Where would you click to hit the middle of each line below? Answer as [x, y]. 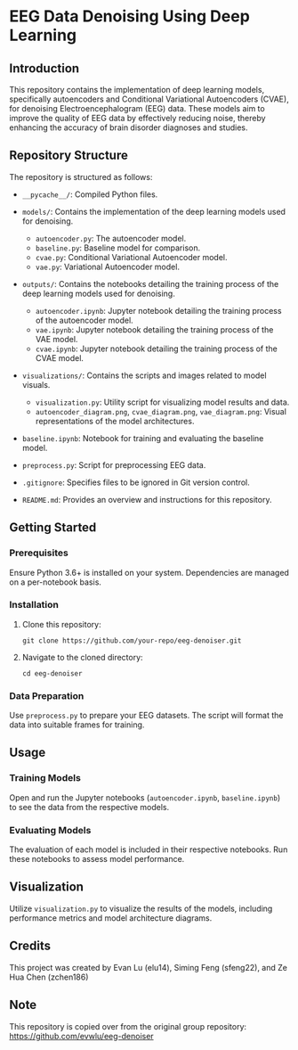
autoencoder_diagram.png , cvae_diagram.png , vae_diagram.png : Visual [161, 411]
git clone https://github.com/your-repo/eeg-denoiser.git [132, 640]
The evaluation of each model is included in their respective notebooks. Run [149, 849]
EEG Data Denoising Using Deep [130, 16]
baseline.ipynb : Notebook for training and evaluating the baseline [143, 438]
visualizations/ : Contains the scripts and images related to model [144, 375]
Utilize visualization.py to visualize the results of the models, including [141, 908]
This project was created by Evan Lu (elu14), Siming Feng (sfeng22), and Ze [148, 967]
